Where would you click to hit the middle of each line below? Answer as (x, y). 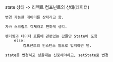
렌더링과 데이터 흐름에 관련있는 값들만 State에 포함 (51, 36)
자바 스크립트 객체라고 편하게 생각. (36, 27)
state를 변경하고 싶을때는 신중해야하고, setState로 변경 (57, 55)
